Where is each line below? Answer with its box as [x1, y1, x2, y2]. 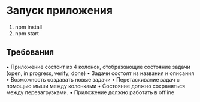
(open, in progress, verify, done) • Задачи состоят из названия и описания [6, 70, 195, 77]
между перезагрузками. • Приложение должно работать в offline [6, 88, 175, 96]
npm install [14, 23, 43, 31]
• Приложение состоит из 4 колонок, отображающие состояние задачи [6, 63, 190, 70]
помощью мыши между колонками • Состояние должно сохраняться [6, 82, 186, 89]
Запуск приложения [6, 4, 113, 17]
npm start [14, 29, 39, 37]
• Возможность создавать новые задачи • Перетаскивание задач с [6, 76, 180, 83]
